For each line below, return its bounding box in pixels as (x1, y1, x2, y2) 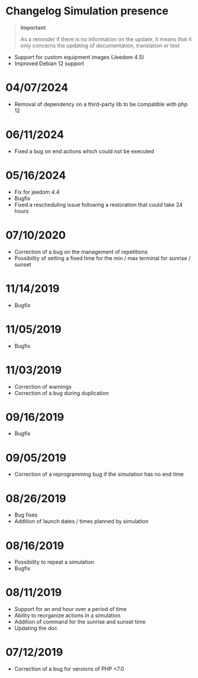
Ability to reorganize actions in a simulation (14, 612, 121, 619)
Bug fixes (14, 511, 38, 518)
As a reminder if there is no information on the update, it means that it (20, 35, 192, 42)
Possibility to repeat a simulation (14, 558, 95, 566)
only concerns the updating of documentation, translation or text (20, 42, 180, 49)
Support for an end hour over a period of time (14, 606, 127, 613)
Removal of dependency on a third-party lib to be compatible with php (14, 100, 188, 108)
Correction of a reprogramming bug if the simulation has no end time (14, 471, 184, 478)
